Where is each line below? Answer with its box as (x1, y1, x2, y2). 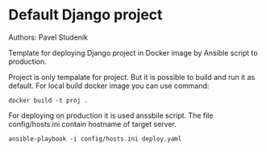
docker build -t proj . (8, 96, 89, 104)
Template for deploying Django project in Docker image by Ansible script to (8, 48, 258, 57)
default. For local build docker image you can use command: (8, 81, 210, 90)
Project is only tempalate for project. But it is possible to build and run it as (8, 72, 256, 82)
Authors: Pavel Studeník (8, 32, 89, 42)
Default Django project (8, 6, 163, 24)
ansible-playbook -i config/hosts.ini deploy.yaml (8, 135, 182, 143)
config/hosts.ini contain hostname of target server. (8, 119, 177, 128)
